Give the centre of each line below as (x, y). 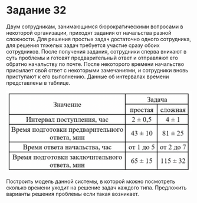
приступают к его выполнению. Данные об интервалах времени (88, 76)
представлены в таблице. (38, 82)
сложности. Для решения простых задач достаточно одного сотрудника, (99, 39)
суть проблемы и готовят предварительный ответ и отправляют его (92, 58)
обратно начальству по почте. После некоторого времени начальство (95, 64)
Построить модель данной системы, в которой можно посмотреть (91, 182)
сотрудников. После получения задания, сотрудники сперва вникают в (96, 51)
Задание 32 (36, 10)
